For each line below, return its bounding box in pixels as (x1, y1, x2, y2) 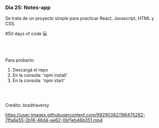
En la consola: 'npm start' (12, 77, 65, 83)
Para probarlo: (5, 57, 35, 63)
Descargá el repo (12, 67, 48, 73)
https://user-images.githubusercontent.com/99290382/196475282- (5, 112, 145, 118)
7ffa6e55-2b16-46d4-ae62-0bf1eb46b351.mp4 (5, 117, 103, 123)
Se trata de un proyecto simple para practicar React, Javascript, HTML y (5, 15, 154, 21)
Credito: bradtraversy (5, 102, 49, 108)
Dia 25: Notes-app (5, 4, 51, 11)
